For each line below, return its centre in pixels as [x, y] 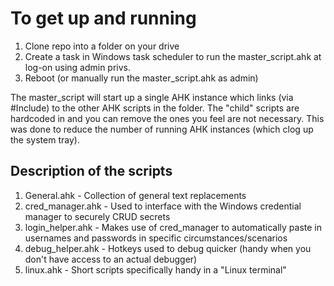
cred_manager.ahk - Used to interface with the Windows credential [163, 206]
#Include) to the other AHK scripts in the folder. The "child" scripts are [155, 108]
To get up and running [103, 18]
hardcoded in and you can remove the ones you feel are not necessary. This [167, 118]
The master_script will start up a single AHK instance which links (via [152, 97]
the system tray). [45, 139]
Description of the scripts [91, 171]
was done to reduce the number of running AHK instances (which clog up [162, 129]
